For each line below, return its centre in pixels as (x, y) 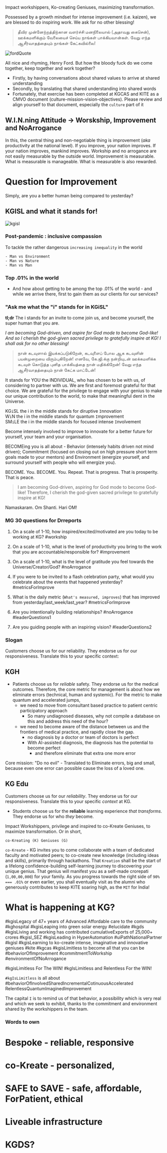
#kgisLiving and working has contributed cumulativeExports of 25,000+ (79, 932)
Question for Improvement (61, 182)
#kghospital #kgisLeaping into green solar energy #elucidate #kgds (74, 927)
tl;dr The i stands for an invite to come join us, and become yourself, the (79, 318)
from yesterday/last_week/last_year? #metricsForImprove (71, 602)
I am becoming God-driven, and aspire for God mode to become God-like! (82, 333)
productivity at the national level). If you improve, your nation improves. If (80, 145)
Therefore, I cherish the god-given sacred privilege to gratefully (93, 492)
